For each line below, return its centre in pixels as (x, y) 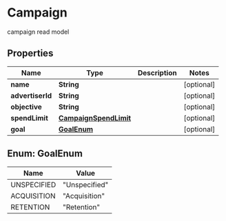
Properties (30, 53)
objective (27, 107)
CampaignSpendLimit (95, 118)
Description (157, 72)
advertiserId (31, 96)
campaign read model (38, 32)
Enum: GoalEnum (45, 154)
